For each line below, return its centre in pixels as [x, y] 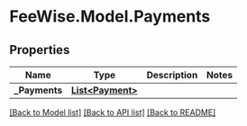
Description [172, 75]
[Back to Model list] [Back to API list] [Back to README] [113, 112]
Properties [40, 50]
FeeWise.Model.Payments [110, 17]
